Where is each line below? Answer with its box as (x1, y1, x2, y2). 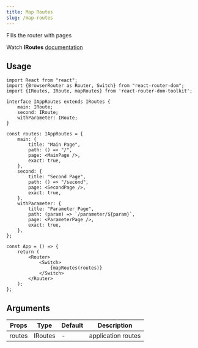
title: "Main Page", (28, 142, 81, 148)
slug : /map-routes (6, 15, 53, 21)
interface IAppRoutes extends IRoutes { (6, 99, 111, 105)
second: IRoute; (17, 110, 59, 116)
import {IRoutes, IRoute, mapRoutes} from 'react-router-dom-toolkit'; (6, 88, 193, 94)
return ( (17, 249, 40, 255)
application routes (89, 331, 141, 340)
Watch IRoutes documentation (6, 43, 84, 51)
